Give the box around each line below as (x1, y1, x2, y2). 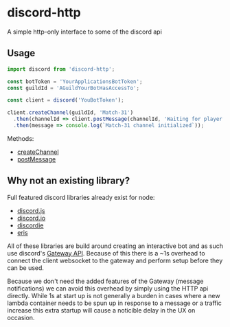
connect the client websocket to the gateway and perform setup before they (7, 256, 223, 264)
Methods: (7, 134, 34, 142)
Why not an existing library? (7, 175, 130, 187)
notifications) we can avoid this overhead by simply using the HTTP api (7, 284, 209, 293)
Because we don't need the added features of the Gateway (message (7, 277, 204, 285)
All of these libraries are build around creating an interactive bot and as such (7, 242, 224, 250)
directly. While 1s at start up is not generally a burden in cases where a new (7, 291, 220, 300)
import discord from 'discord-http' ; (7, 65, 115, 73)
